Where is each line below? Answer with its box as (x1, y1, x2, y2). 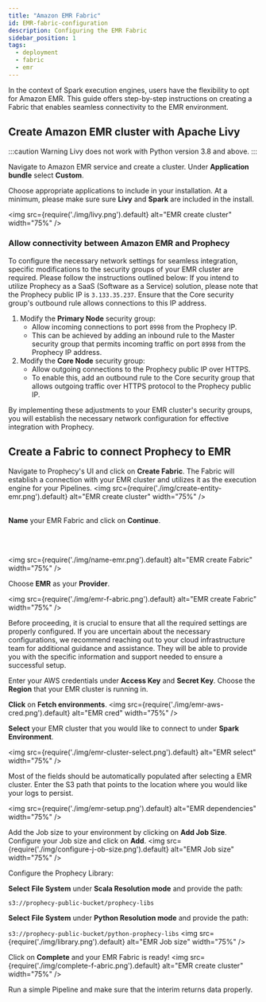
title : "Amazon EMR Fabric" (8, 11, 102, 20)
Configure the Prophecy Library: (8, 868, 114, 878)
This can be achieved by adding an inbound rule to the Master (31, 330, 235, 340)
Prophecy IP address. (31, 347, 102, 357)
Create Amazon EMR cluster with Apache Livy (8, 125, 241, 139)
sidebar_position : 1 (8, 33, 77, 42)
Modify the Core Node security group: (19, 356, 145, 365)
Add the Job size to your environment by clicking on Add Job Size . (8, 827, 228, 836)
